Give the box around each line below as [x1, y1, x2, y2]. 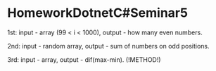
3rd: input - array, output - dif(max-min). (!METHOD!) [7, 55, 161, 64]
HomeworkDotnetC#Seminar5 [7, 5, 189, 21]
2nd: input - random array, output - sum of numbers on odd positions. [7, 41, 210, 50]
